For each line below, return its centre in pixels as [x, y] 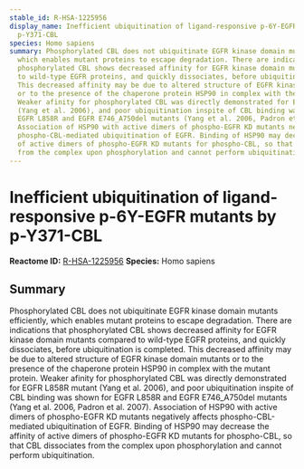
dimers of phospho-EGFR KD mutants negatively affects [114, 416]
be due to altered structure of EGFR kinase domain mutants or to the [137, 359]
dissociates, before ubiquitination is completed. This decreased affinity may [151, 349]
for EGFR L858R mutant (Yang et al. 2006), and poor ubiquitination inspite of [152, 388]
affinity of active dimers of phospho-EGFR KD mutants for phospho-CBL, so [151, 436]
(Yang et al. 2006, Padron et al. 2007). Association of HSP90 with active [143, 407]
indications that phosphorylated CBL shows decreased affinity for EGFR [143, 330]
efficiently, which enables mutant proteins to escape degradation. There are [151, 321]
